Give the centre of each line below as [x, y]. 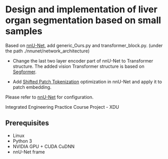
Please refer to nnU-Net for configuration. [49, 97]
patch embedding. [32, 87]
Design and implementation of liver [81, 9]
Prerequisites [27, 123]
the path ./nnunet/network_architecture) [47, 51]
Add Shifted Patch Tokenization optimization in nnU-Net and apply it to [87, 82]
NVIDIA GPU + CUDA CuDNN [44, 146]
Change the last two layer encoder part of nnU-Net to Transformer [83, 61]
